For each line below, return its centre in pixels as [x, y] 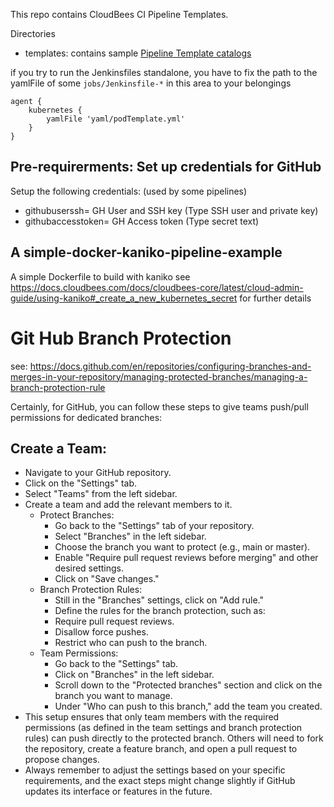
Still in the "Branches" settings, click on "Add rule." [159, 600]
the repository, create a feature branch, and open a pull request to [161, 749]
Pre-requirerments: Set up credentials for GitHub [166, 167]
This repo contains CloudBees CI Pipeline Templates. [119, 14]
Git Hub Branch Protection [121, 338]
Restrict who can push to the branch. [131, 643]
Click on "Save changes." [107, 579]
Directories [33, 33]
